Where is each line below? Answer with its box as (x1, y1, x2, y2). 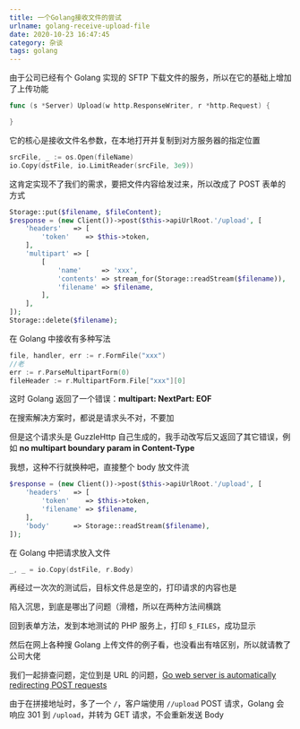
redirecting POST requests (9, 680, 107, 690)
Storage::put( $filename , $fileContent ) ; (9, 207, 163, 216)
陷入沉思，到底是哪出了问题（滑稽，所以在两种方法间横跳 (9, 602, 221, 612)
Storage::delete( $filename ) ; (9, 316, 118, 325)
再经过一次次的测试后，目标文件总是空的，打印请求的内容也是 (9, 582, 237, 593)
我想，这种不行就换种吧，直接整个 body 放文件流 (9, 462, 190, 473)
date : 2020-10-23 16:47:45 (9, 30, 110, 39)
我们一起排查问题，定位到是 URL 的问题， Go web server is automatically (9, 670, 277, 681)
